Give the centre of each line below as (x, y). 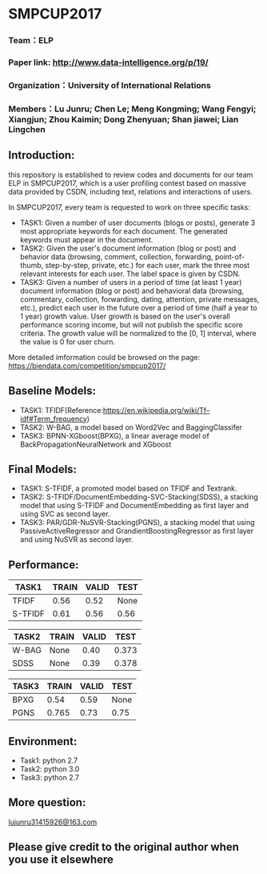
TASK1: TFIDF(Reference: (62, 410)
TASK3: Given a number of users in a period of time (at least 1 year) (131, 282)
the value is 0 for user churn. (68, 342)
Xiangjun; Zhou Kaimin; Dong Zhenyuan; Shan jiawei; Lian (124, 119)
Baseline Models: (52, 391)
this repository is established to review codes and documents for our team (131, 174)
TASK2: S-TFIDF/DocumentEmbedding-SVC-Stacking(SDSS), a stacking (139, 497)
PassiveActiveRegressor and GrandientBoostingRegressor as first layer (137, 531)
